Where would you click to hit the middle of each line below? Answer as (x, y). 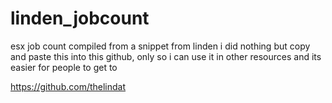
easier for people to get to (64, 67)
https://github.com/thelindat (68, 86)
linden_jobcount (80, 18)
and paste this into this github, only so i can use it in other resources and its (166, 56)
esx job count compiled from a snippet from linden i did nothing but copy (160, 46)
